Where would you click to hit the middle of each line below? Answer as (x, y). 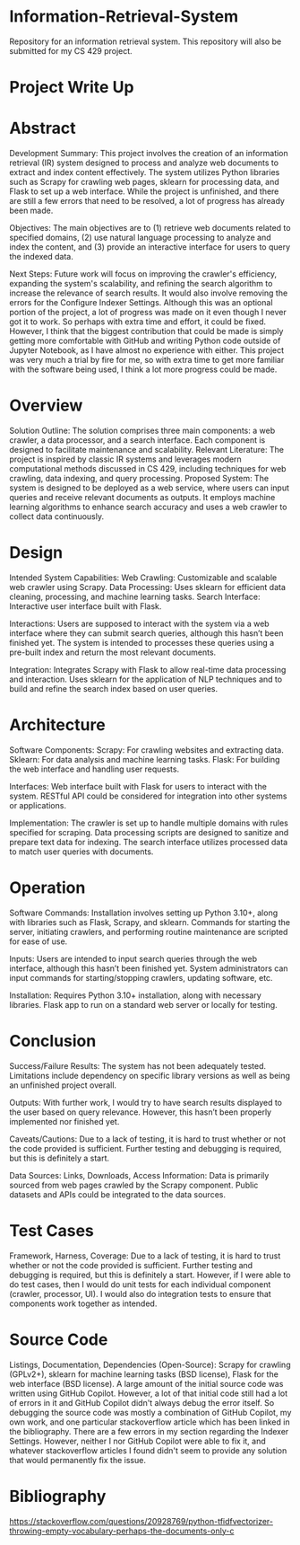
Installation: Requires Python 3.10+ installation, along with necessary (135, 995)
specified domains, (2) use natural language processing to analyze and (140, 238)
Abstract (43, 128)
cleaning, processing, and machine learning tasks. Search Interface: (135, 596)
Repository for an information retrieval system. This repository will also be (146, 41)
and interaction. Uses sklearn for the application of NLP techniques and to (146, 679)
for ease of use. (39, 941)
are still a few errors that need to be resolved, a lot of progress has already (147, 201)
